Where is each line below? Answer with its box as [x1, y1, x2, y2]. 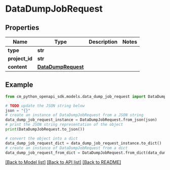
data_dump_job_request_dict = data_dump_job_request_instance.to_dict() [5, 141, 162, 146]
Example [5, 81, 33, 89]
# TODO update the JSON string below [5, 103, 85, 108]
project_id [8, 55, 33, 62]
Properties [5, 23, 39, 32]
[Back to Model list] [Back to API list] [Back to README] [5, 159, 121, 165]
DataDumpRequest [37, 63, 84, 70]
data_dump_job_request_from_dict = [5, 150, 80, 155]
